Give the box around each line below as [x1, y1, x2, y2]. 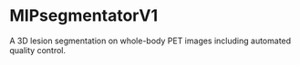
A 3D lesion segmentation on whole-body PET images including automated [9, 35, 292, 46]
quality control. [9, 44, 67, 55]
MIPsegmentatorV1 [9, 5, 158, 26]
